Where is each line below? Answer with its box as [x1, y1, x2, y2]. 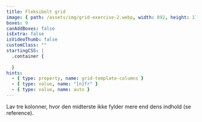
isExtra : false [6, 31, 44, 37]
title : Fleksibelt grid [6, 8, 66, 15]
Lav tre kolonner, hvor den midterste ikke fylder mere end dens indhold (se [6, 103, 191, 110]
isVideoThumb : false [6, 36, 58, 42]
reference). [6, 109, 34, 117]
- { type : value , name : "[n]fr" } [11, 81, 98, 87]
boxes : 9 [6, 20, 28, 26]
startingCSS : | [6, 48, 44, 54]
